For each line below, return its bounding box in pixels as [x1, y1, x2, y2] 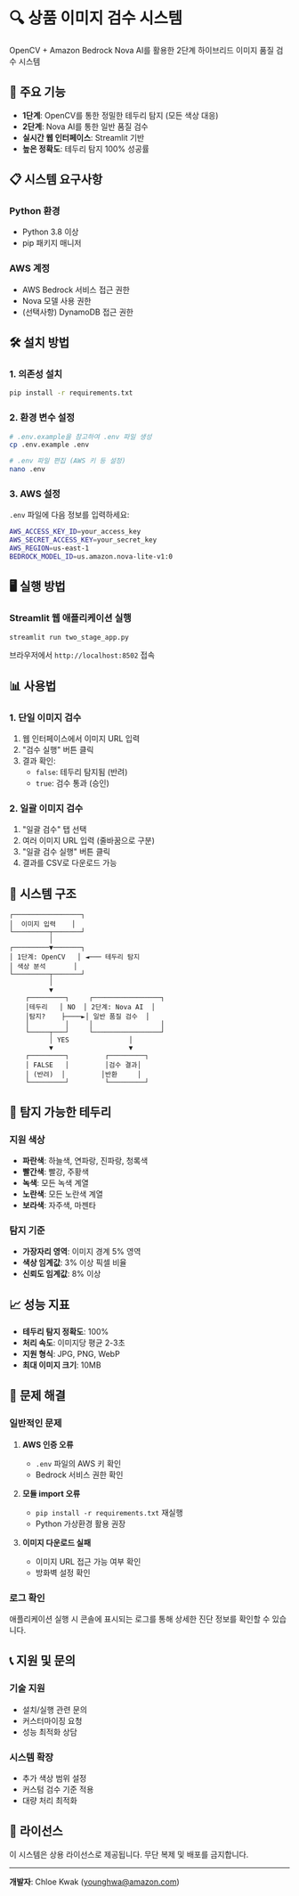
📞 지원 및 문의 [9, 1654, 76, 1669]
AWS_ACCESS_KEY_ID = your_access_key [9, 527, 141, 536]
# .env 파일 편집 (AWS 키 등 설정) [9, 456, 126, 466]
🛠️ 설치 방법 [9, 335, 69, 350]
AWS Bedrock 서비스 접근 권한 [21, 284, 131, 295]
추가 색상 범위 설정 [21, 1773, 87, 1784]
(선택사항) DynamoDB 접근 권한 [21, 306, 133, 317]
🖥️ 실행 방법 [9, 579, 66, 594]
